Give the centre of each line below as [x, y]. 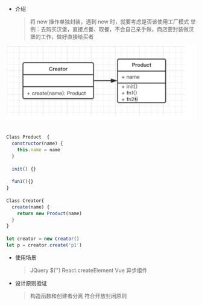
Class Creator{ [25, 201]
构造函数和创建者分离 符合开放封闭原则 [78, 296]
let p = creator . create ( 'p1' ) [44, 245]
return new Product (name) [50, 213]
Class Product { [28, 137]
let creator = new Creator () [43, 239]
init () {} [24, 169]
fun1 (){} [23, 182]
